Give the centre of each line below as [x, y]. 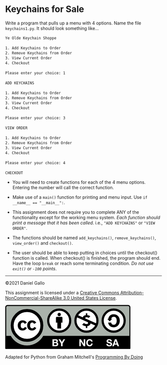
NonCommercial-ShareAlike [34, 298]
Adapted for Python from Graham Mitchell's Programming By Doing [74, 357]
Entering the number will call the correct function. [63, 187]
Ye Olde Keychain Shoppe [31, 38]
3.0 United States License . [90, 298]
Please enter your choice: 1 [35, 73]
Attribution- [132, 293]
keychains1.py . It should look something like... [52, 28]
